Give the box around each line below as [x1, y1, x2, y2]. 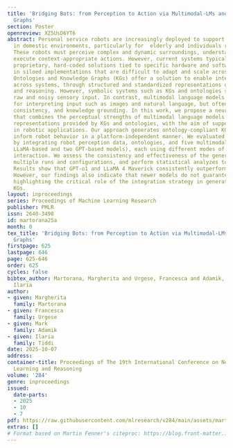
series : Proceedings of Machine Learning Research [7, 197, 157, 205]
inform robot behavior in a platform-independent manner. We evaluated [13, 133, 225, 140]
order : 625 [7, 262, 39, 269]
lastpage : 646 [7, 249, 49, 256]
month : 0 [7, 223, 33, 230]
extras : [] [7, 423, 39, 431]
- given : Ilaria [7, 333, 54, 340]
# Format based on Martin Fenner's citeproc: [7, 430, 141, 437]
